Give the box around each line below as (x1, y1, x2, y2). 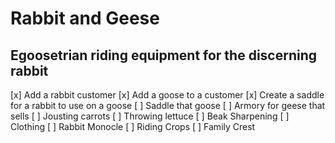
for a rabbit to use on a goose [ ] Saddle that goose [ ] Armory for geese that (10, 100, 326, 111)
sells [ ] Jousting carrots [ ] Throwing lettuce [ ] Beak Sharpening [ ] (10, 110, 290, 122)
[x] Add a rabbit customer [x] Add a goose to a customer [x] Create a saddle (10, 89, 325, 101)
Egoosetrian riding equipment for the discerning (10, 47, 318, 64)
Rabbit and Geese (10, 7, 160, 30)
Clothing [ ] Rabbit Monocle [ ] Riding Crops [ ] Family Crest (10, 121, 256, 132)
